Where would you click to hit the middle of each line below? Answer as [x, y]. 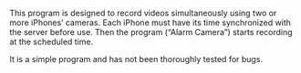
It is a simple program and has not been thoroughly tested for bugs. [136, 59]
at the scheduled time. [52, 41]
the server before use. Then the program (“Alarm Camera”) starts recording [151, 32]
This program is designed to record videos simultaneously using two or [143, 13]
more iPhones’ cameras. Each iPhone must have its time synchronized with [150, 23]
